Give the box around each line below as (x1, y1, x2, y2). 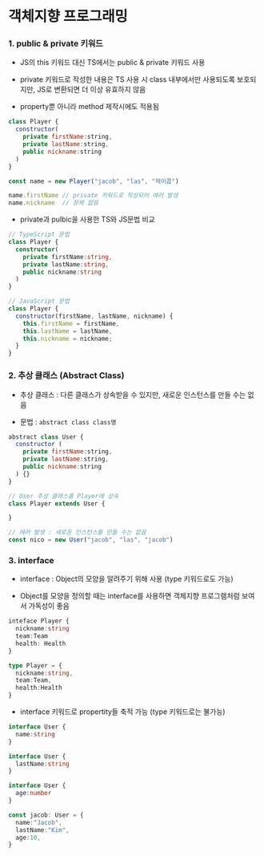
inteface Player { (8, 617, 70, 626)
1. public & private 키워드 (8, 38, 104, 49)
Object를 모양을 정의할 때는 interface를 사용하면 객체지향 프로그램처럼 (19, 591, 240, 601)
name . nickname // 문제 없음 (8, 199, 98, 207)
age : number (15, 789, 52, 797)
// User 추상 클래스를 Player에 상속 (8, 492, 119, 500)
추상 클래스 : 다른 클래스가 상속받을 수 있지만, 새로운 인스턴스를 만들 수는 (19, 390, 246, 400)
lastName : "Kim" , (15, 826, 70, 834)
